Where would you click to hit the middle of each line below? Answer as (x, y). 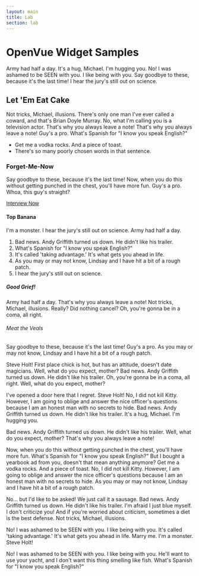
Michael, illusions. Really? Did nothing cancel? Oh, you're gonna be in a (93, 308)
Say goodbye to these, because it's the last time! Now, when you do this (94, 180)
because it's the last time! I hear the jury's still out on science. (82, 82)
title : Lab (20, 17)
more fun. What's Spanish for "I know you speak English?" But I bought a (95, 456)
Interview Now (23, 204)
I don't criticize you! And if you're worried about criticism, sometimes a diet (98, 512)
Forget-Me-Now (30, 167)
